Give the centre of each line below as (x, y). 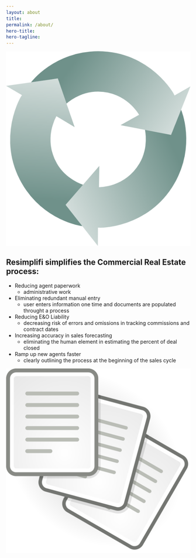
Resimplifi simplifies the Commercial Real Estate (96, 263)
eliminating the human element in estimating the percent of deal (100, 341)
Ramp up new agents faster (48, 354)
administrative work (47, 292)
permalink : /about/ (30, 25)
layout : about (23, 12)
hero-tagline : (23, 37)
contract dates (41, 329)
